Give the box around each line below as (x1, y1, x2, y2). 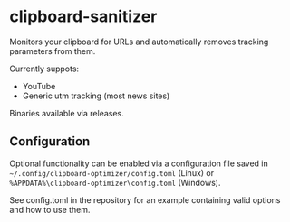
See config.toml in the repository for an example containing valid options (9, 194, 281, 205)
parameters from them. (9, 45, 96, 56)
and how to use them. (9, 204, 91, 215)
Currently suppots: (9, 63, 80, 74)
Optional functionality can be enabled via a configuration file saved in (9, 158, 269, 169)
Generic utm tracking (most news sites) (22, 90, 170, 101)
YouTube (22, 80, 56, 91)
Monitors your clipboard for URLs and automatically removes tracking (9, 36, 269, 47)
